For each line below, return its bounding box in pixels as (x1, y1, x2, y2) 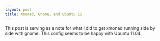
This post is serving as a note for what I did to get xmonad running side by (5, 25, 156, 31)
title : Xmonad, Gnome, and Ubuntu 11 (5, 12, 82, 17)
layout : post (5, 7, 32, 12)
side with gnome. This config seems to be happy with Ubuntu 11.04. (5, 30, 142, 36)
